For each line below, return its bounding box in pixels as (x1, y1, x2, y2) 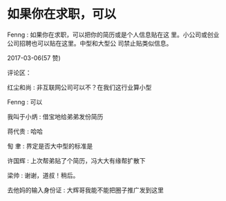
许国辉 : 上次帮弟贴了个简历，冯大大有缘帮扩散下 (7, 156, 146, 164)
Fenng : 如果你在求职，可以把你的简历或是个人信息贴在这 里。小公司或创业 (7, 30, 220, 39)
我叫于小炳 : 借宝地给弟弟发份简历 (7, 112, 104, 121)
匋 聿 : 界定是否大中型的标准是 (7, 142, 93, 150)
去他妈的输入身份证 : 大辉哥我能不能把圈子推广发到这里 (7, 186, 164, 194)
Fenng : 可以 (7, 97, 43, 106)
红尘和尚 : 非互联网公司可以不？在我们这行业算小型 (7, 83, 152, 91)
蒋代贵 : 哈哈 (7, 127, 43, 135)
